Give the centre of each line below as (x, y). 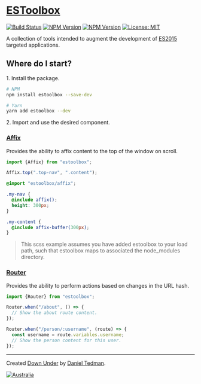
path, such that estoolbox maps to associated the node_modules (100, 251)
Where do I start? (39, 64)
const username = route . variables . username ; (68, 335)
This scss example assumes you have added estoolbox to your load (104, 244)
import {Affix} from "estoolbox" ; (49, 162)
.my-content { (24, 222)
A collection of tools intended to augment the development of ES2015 (92, 38)
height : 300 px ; (31, 205)
